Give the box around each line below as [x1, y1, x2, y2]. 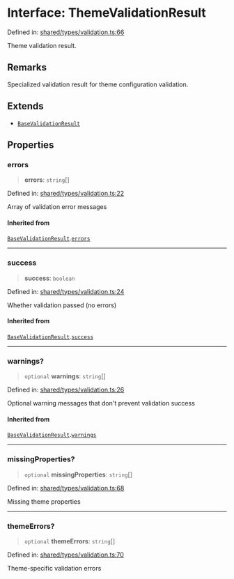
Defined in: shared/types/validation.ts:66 [7, 28, 125, 36]
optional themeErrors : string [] [24, 537, 116, 546]
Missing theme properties [7, 497, 81, 506]
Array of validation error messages [7, 203, 107, 211]
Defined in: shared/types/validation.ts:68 [7, 484, 125, 492]
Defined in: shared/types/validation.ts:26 [7, 385, 125, 394]
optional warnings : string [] [24, 372, 106, 380]
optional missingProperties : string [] [24, 470, 133, 479]
